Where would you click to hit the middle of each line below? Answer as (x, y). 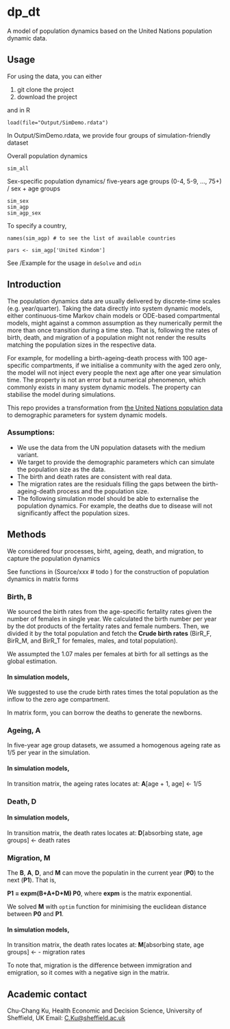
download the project (47, 97)
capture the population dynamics (54, 558)
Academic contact (47, 994)
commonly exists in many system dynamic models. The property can (104, 387)
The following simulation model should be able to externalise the (108, 498)
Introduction (34, 285)
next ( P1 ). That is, (32, 880)
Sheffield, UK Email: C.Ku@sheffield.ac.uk (66, 1018)
